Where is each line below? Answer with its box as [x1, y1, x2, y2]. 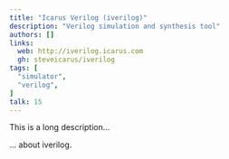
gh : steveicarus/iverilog [17, 55, 116, 64]
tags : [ [9, 64, 39, 73]
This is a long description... [9, 122, 110, 133]
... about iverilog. [9, 139, 72, 150]
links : [9, 38, 34, 48]
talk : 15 [9, 97, 43, 107]
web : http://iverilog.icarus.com [17, 47, 144, 56]
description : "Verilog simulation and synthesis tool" [9, 22, 221, 31]
